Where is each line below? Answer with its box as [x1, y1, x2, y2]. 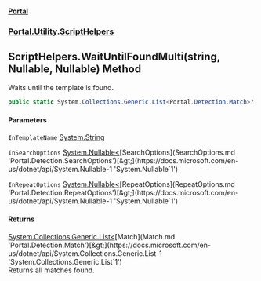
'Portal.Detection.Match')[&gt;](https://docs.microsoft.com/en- [8, 240, 212, 250]
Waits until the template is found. [8, 83, 114, 93]
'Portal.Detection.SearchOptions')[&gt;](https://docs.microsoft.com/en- [8, 156, 239, 166]
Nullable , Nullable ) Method [8, 62, 142, 75]
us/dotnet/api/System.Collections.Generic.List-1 [8, 248, 162, 258]
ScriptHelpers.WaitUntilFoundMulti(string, [8, 49, 221, 63]
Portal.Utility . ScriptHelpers [8, 26, 114, 37]
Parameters [8, 115, 47, 125]
